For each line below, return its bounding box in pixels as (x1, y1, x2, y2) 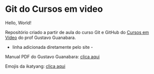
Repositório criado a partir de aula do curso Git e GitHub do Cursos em (5, 29, 149, 35)
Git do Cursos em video (5, 3, 103, 15)
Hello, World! (5, 20, 32, 26)
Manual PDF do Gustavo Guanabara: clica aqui (5, 53, 100, 60)
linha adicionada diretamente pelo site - (12, 44, 93, 50)
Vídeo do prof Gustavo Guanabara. (5, 35, 76, 40)
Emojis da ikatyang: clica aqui (5, 63, 66, 69)
